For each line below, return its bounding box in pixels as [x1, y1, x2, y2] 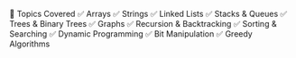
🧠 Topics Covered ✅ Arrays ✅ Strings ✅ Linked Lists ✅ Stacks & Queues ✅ [9, 9, 287, 19]
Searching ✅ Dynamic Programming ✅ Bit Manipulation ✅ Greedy [9, 29, 253, 39]
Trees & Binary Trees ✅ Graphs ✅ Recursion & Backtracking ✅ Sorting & [9, 19, 277, 29]
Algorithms [9, 38, 51, 49]
